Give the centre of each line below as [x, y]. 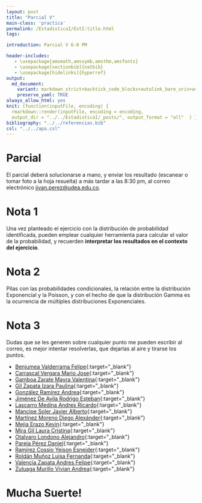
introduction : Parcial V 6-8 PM [47, 45]
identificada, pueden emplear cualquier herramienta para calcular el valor [97, 235]
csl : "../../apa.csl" [33, 129]
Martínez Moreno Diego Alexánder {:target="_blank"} [80, 418]
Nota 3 [23, 326]
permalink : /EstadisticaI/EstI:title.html [60, 29]
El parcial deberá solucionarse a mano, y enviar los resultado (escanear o [97, 175]
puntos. [16, 355]
